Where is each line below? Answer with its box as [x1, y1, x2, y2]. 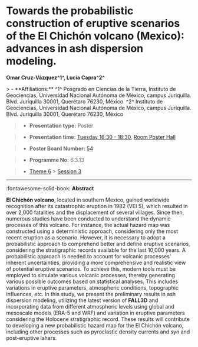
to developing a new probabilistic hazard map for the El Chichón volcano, [6, 322, 184, 329]
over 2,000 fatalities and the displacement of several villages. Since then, [6, 209, 184, 216]
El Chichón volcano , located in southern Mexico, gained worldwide [6, 196, 170, 203]
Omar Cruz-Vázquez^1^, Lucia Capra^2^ [6, 74, 105, 81]
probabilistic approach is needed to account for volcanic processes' [6, 252, 171, 260]
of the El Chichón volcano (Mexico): [6, 30, 184, 43]
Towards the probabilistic [6, 4, 134, 18]
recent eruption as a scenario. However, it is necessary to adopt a [6, 234, 166, 241]
